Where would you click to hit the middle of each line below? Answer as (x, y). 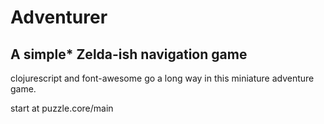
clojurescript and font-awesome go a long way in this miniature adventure (162, 78)
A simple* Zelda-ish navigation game (129, 54)
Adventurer (59, 17)
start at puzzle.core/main (62, 108)
